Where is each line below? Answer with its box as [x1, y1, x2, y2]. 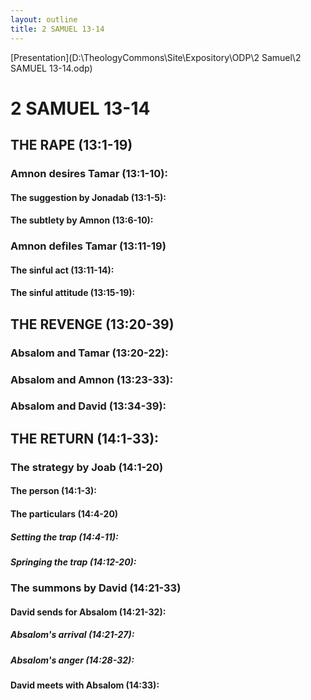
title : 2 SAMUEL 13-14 [10, 24, 105, 34]
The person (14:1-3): [10, 485, 97, 497]
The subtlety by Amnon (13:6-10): [10, 214, 154, 226]
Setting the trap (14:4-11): [10, 531, 119, 543]
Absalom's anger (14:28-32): [10, 654, 135, 666]
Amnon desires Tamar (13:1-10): [10, 167, 168, 180]
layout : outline [10, 14, 78, 25]
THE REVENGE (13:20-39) [10, 316, 175, 333]
